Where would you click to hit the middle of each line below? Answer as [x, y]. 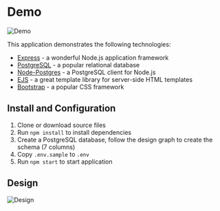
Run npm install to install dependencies [74, 132]
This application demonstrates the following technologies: [89, 44]
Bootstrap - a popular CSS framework [70, 87]
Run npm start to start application [65, 162]
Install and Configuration [62, 108]
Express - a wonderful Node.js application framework [93, 57]
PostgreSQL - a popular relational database [78, 65]
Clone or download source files [62, 125]
